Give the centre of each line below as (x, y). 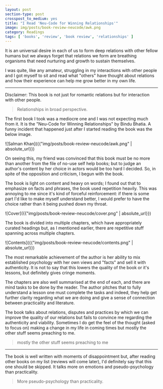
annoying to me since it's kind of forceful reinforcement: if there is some (77, 193)
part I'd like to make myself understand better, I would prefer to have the (77, 199)
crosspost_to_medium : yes (31, 19)
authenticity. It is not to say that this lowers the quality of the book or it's (77, 267)
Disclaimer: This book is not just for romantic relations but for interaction (77, 94)
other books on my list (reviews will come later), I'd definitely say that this (78, 361)
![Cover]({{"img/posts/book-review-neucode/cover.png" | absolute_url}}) (78, 213)
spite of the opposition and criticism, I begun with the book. (65, 174)
